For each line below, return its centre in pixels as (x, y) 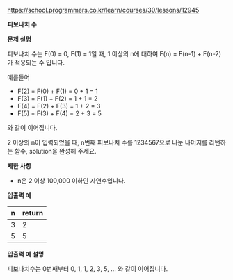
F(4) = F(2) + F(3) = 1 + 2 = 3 (59, 106)
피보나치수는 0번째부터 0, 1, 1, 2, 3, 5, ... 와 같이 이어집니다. (88, 269)
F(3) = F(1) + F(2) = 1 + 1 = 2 (57, 99)
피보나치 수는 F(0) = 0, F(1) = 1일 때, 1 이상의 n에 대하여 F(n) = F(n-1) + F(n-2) (114, 54)
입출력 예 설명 (25, 254)
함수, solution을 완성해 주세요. (55, 151)
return (33, 213)
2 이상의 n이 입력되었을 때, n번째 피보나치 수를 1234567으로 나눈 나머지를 (107, 142)
